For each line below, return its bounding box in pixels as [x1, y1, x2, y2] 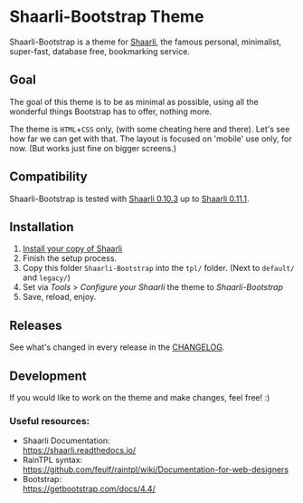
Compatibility [9, 169, 88, 185]
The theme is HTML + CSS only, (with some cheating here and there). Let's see [9, 123, 290, 134]
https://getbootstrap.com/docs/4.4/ [22, 483, 156, 495]
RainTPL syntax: [22, 455, 83, 466]
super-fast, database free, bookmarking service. [9, 45, 190, 56]
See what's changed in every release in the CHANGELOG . [9, 342, 225, 353]
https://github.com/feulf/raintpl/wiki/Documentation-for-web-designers [22, 464, 289, 475]
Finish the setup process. [22, 253, 118, 264]
